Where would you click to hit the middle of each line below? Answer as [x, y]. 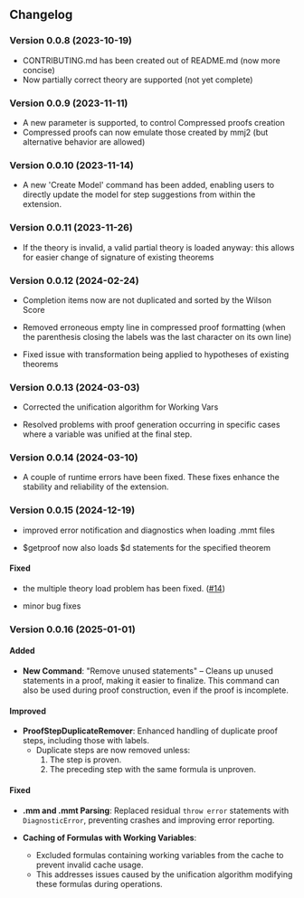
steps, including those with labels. [85, 741]
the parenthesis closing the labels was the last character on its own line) [157, 336]
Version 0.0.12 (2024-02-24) [74, 280]
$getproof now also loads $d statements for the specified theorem [147, 547]
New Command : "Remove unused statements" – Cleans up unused [147, 671]
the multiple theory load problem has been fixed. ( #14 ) [124, 588]
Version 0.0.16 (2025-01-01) [72, 629]
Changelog [41, 15]
